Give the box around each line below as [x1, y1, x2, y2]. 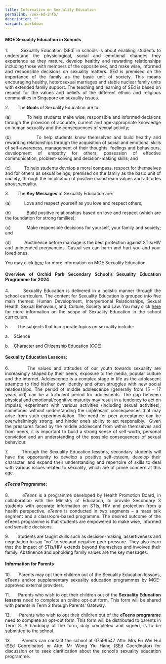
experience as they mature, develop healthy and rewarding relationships [5, 58, 161, 64]
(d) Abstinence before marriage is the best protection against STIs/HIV [5, 239, 161, 246]
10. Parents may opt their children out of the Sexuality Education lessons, [5, 572, 161, 578]
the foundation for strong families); [5, 215, 76, 221]
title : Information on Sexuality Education [5, 7, 96, 12]
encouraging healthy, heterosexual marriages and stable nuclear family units [5, 79, 161, 85]
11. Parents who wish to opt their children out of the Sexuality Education [5, 592, 161, 598]
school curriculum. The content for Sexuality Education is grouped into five [5, 293, 161, 298]
